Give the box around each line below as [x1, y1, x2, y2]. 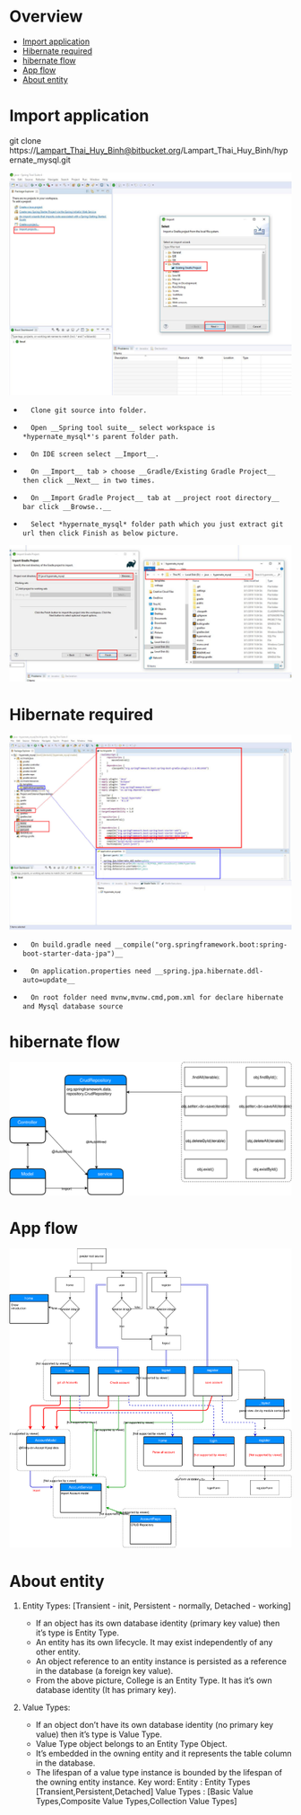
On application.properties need [30, 966, 151, 975]
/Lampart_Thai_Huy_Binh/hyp [180, 145, 288, 155]
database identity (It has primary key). [35, 1685, 176, 1696]
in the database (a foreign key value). [35, 1666, 174, 1677]
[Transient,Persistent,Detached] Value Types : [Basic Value [35, 1786, 254, 1797]
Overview [9, 6, 83, 27]
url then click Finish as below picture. [21, 529, 179, 538]
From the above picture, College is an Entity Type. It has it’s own [35, 1675, 273, 1686]
